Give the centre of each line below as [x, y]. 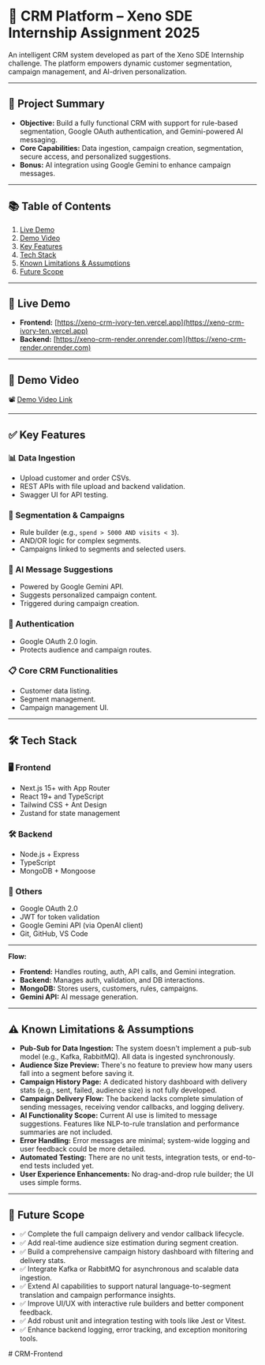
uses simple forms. [50, 1183]
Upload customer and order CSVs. [75, 478]
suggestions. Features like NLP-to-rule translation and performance [129, 1124]
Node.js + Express [50, 854]
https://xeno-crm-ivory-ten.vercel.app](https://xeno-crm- [151, 322]
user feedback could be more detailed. [82, 1149]
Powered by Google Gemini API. [71, 587]
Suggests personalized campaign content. [88, 595]
